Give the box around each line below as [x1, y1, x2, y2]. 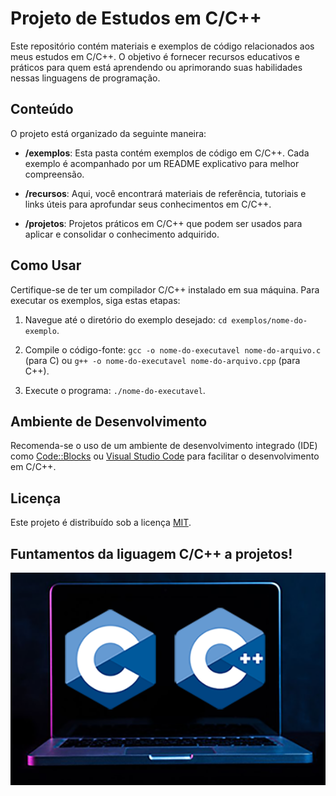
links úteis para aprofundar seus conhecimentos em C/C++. [24, 198, 272, 210]
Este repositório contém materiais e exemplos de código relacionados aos [10, 40, 315, 52]
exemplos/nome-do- [231, 315, 308, 326]
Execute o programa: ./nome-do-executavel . [24, 384, 206, 396]
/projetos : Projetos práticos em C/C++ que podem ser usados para [24, 217, 303, 229]
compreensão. [24, 168, 85, 180]
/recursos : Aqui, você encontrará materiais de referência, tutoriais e [24, 187, 307, 199]
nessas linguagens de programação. [10, 72, 161, 84]
